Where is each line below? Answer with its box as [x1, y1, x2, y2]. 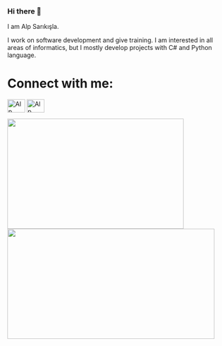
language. [7, 51, 37, 59]
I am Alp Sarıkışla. [7, 23, 59, 31]
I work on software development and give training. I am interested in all [7, 36, 214, 44]
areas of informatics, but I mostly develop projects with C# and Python [7, 44, 213, 52]
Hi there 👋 [7, 6, 42, 16]
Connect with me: [7, 75, 114, 92]
